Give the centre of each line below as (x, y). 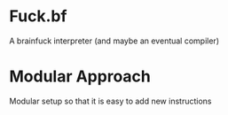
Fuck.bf (38, 16)
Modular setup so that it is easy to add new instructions (110, 101)
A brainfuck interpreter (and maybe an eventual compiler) (114, 41)
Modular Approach (80, 77)
